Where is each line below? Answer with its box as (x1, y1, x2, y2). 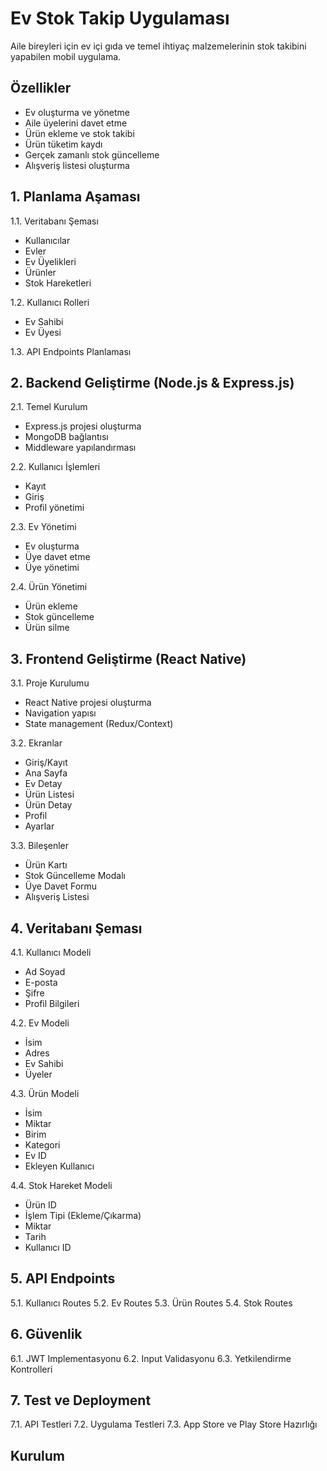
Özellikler (10, 80, 72, 97)
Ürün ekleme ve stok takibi (24, 127, 135, 139)
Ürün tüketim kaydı (24, 138, 103, 150)
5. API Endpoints (10, 1270, 116, 1287)
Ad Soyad (24, 966, 66, 977)
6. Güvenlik (10, 1326, 83, 1343)
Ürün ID (24, 1199, 57, 1211)
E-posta (24, 977, 58, 988)
